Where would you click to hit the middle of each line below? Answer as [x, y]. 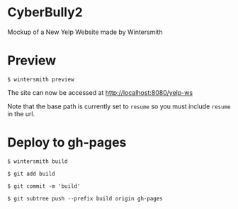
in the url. [21, 113]
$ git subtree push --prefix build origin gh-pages [85, 198]
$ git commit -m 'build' [44, 186]
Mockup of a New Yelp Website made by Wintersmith [85, 32]
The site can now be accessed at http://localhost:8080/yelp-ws [100, 92]
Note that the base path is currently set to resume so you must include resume [119, 106]
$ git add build [31, 174]
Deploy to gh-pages [67, 143]
